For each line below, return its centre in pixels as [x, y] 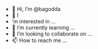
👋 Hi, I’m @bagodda [36, 9]
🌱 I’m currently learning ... [43, 27]
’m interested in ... [34, 21]
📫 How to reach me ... [39, 40]
